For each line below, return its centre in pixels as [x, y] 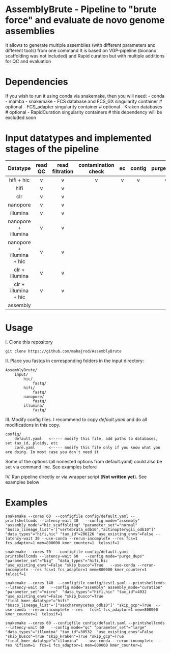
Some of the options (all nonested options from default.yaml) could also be [84, 461]
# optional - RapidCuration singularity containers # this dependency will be [84, 112]
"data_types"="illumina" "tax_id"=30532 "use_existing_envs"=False [79, 632]
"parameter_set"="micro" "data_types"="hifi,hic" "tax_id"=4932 [76, 592]
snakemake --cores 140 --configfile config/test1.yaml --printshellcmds [85, 583]
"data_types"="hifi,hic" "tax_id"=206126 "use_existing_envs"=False [79, 534]
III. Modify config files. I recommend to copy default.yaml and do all [76, 419]
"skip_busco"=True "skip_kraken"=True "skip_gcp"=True [65, 636]
